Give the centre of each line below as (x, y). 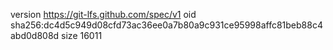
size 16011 (82, 35)
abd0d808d (35, 35)
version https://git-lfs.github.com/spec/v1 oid (103, 14)
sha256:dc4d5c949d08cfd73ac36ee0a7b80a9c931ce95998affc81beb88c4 (166, 25)
